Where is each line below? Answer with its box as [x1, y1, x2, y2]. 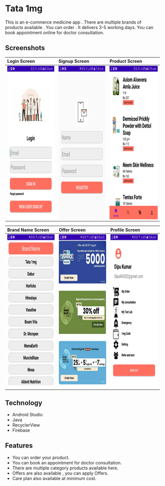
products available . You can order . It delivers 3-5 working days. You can [5, 24, 154, 30]
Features [5, 441, 33, 450]
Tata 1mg [5, 3, 43, 14]
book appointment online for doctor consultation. [5, 29, 105, 35]
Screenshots [5, 44, 45, 52]
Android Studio [12, 412, 43, 418]
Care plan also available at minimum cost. [12, 475, 97, 481]
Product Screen [110, 58, 142, 64]
